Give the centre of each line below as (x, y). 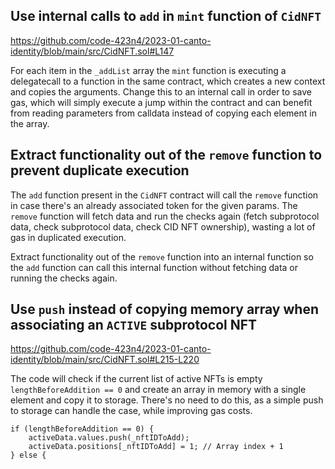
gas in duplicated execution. (68, 237)
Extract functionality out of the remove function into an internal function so (162, 256)
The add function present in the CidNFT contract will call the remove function (164, 195)
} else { (28, 455)
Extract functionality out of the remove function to (166, 155)
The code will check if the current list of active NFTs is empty (136, 379)
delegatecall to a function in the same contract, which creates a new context (168, 81)
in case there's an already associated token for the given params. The (154, 205)
